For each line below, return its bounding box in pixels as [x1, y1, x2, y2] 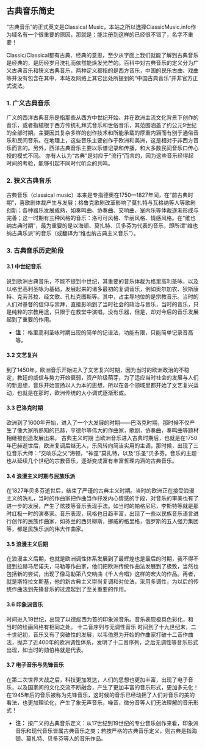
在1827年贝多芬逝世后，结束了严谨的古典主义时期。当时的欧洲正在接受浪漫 [6, 487, 195, 494]
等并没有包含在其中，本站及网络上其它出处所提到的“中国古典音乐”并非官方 [6, 74, 193, 81]
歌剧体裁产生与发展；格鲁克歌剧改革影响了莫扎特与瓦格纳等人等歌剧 [24, 199, 196, 207]
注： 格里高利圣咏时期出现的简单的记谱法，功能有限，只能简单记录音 [15, 329, 188, 336]
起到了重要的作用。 [6, 315, 55, 323]
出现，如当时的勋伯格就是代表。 [6, 646, 87, 653]
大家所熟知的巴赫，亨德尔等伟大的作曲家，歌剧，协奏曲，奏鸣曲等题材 [22, 427, 199, 434]
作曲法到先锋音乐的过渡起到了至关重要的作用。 [11, 585, 129, 593]
